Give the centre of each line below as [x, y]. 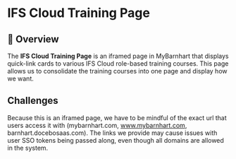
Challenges [33, 101]
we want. [20, 78]
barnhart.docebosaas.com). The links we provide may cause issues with [112, 133]
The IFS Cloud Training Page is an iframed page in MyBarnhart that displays [118, 56]
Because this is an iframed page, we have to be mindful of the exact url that [117, 117]
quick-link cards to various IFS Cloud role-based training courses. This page [118, 64]
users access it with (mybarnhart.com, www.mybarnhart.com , [97, 125]
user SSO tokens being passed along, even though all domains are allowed [116, 140]
